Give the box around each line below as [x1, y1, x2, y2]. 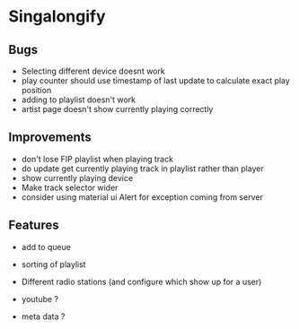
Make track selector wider [21, 182, 119, 193]
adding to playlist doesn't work [21, 94, 136, 105]
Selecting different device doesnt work [21, 65, 165, 76]
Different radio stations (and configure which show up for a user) [21, 276, 262, 287]
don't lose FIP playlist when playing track [21, 153, 174, 164]
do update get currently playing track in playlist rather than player [21, 163, 264, 174]
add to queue [21, 241, 71, 252]
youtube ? [21, 293, 59, 304]
